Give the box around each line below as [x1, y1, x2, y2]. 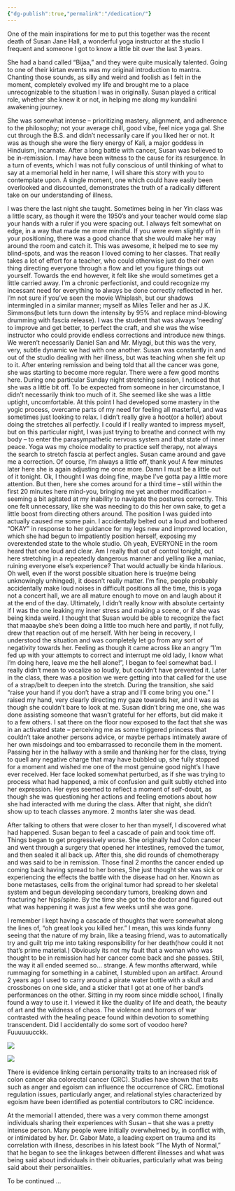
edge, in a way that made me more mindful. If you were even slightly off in [7, 226, 221, 235]
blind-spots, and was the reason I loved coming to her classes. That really [7, 249, 220, 257]
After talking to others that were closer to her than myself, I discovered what [7, 820, 227, 829]
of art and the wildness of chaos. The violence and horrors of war [7, 1005, 197, 1014]
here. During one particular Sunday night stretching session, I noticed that [7, 376, 220, 384]
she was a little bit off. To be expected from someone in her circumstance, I [7, 383, 225, 391]
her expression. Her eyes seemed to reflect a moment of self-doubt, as [7, 785, 212, 793]
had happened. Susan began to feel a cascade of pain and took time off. [7, 828, 215, 837]
